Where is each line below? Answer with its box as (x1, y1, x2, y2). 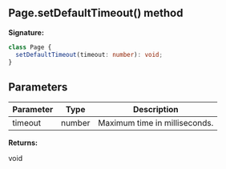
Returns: (8, 138, 38, 147)
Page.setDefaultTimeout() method (8, 6, 184, 20)
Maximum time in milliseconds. (98, 118, 214, 129)
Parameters (8, 80, 68, 94)
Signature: (8, 27, 44, 37)
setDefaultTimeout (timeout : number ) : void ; (15, 50, 163, 58)
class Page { (8, 43, 52, 51)
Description (132, 104, 179, 115)
